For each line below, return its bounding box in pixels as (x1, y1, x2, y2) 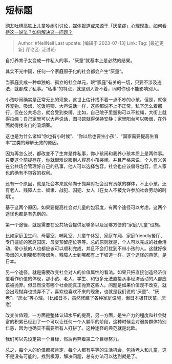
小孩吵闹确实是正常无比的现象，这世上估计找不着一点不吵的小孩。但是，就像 (5, 96, 167, 103)
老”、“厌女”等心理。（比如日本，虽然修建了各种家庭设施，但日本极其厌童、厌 (5, 295, 166, 301)
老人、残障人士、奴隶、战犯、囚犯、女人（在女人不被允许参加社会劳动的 (9, 187, 162, 193)
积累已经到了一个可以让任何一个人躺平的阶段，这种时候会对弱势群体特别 (14, 318, 167, 324)
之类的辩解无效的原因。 (12, 139, 61, 145)
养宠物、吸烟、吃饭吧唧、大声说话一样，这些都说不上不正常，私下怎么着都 (5, 103, 162, 109)
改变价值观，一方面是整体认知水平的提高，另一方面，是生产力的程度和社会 (5, 312, 162, 318)
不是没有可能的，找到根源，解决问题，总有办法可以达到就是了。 (5, 353, 140, 359)
